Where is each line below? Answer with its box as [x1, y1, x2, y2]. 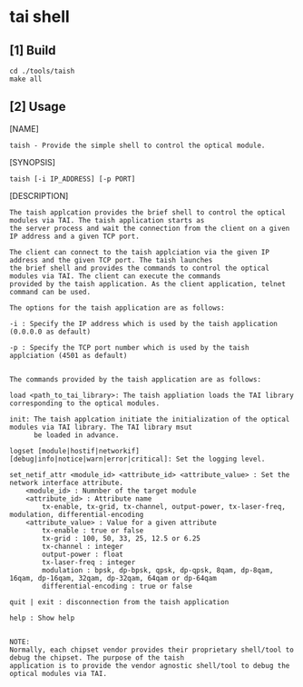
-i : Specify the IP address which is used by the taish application [9, 319, 279, 328]
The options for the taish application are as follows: [9, 303, 225, 313]
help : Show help [9, 613, 75, 622]
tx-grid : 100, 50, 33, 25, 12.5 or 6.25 [42, 533, 201, 543]
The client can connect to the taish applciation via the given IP [9, 247, 270, 256]
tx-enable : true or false [42, 525, 144, 535]
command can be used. [9, 287, 92, 296]
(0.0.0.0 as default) [9, 327, 92, 336]
